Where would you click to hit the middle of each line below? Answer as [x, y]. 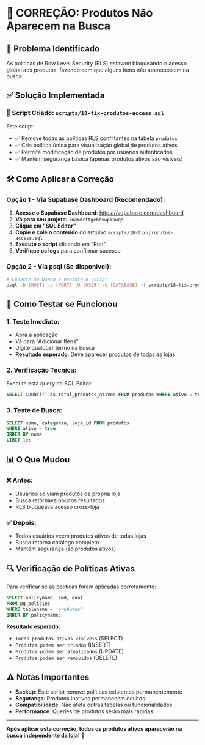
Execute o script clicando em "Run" [60, 244]
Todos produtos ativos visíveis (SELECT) [69, 639]
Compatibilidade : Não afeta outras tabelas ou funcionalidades [94, 705]
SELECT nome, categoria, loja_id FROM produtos [68, 423]
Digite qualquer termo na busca [55, 348]
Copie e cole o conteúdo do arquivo [61, 232]
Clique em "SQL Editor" [45, 226]
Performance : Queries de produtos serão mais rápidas [84, 711]
